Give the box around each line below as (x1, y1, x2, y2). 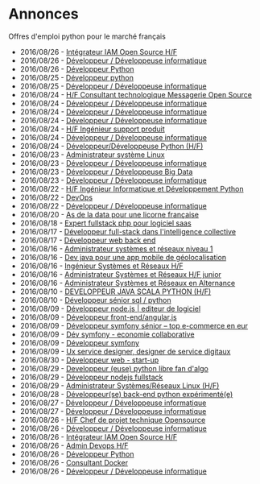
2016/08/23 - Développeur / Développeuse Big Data (19, 167, 193, 176)
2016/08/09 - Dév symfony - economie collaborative (19, 329, 195, 339)
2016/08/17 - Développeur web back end (19, 235, 156, 245)
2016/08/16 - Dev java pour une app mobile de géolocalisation (19, 252, 227, 262)
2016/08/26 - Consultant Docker (19, 457, 129, 467)
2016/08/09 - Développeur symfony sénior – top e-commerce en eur (19, 321, 248, 330)
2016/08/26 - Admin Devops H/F (19, 441, 129, 450)
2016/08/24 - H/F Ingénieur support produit (19, 124, 165, 134)
